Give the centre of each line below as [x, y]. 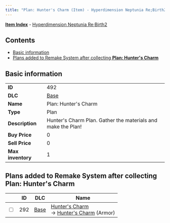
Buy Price [20, 135]
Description [22, 124]
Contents [20, 40]
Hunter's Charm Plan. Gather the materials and [102, 121]
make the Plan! [64, 127]
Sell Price [19, 143]
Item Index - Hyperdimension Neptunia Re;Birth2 [56, 24]
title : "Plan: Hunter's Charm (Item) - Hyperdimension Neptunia [74, 10]
